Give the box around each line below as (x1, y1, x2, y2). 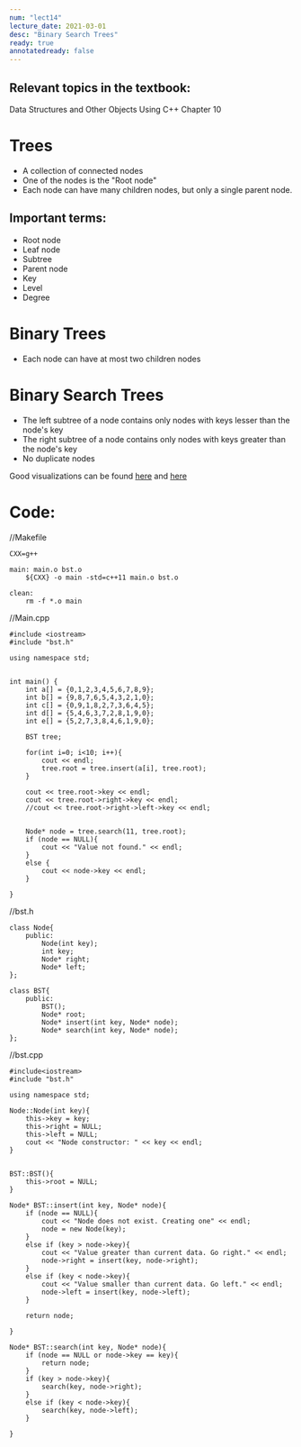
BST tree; (25, 732, 63, 742)
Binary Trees (9, 323, 106, 343)
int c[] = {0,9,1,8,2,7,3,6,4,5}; (25, 700, 155, 710)
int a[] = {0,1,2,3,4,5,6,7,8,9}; (25, 685, 155, 694)
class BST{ (9, 986, 50, 996)
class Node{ (9, 923, 54, 933)
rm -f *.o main (25, 596, 83, 605)
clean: (9, 588, 34, 597)
